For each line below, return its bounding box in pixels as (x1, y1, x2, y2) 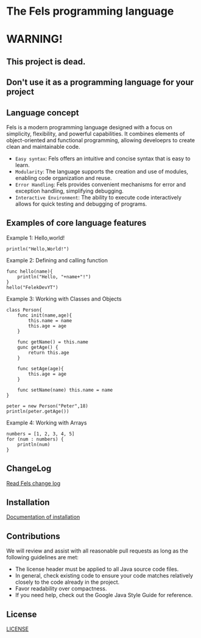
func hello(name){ (6, 268, 53, 274)
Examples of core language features (6, 218, 147, 228)
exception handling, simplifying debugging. (15, 187, 124, 195)
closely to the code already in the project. (15, 578, 120, 586)
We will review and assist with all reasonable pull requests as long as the (6, 547, 189, 554)
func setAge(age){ (17, 365, 64, 371)
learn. (15, 161, 30, 168)
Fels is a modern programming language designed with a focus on (6, 123, 172, 131)
